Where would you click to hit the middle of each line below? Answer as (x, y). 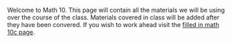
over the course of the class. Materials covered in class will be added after (113, 17)
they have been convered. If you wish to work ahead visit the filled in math (113, 25)
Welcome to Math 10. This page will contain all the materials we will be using (116, 10)
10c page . (21, 32)
